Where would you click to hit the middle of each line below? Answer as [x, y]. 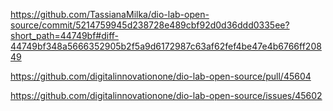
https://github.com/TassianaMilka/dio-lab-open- [110, 14]
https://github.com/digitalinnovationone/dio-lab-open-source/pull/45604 [161, 76]
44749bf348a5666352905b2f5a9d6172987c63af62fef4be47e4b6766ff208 [166, 46]
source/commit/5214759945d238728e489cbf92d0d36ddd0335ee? [150, 25]
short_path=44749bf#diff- [65, 35]
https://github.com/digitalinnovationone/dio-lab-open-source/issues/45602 [166, 95]
